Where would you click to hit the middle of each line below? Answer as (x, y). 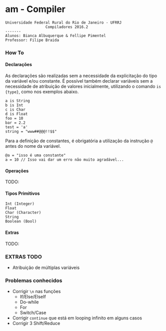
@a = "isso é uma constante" (35, 155)
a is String (17, 101)
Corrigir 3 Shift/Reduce (36, 323)
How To (14, 53)
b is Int (14, 105)
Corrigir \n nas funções (36, 291)
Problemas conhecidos (34, 280)
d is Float (16, 114)
